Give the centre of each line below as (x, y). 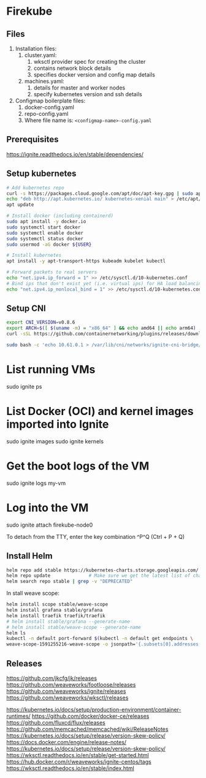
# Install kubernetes (34, 256)
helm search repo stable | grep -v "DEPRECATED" (70, 582)
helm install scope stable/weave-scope (57, 604)
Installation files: (36, 48)
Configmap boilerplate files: (50, 101)
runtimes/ (18, 716)
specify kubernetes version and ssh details (88, 94)
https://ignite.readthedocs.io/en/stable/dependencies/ (75, 154)
